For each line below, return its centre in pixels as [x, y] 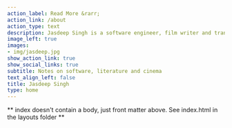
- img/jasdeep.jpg [33, 52]
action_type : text [33, 26]
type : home [23, 90]
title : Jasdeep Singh [38, 84]
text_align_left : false [41, 77]
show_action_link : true [41, 58]
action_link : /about [37, 20]
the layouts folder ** [36, 117]
